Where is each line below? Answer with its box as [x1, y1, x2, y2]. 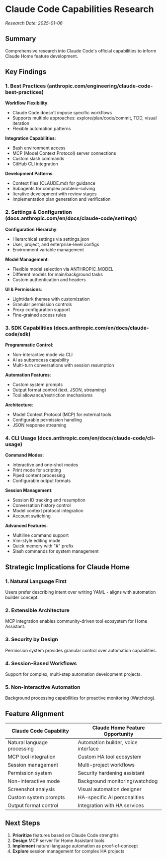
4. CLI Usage [5, 434, 36, 441]
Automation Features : [5, 372, 51, 378]
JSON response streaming [12, 422, 67, 428]
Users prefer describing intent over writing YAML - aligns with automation [5, 589, 156, 595]
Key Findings [5, 67, 47, 76]
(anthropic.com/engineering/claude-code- [47, 82, 153, 89]
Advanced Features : [5, 523, 48, 529]
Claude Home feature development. [5, 53, 79, 59]
